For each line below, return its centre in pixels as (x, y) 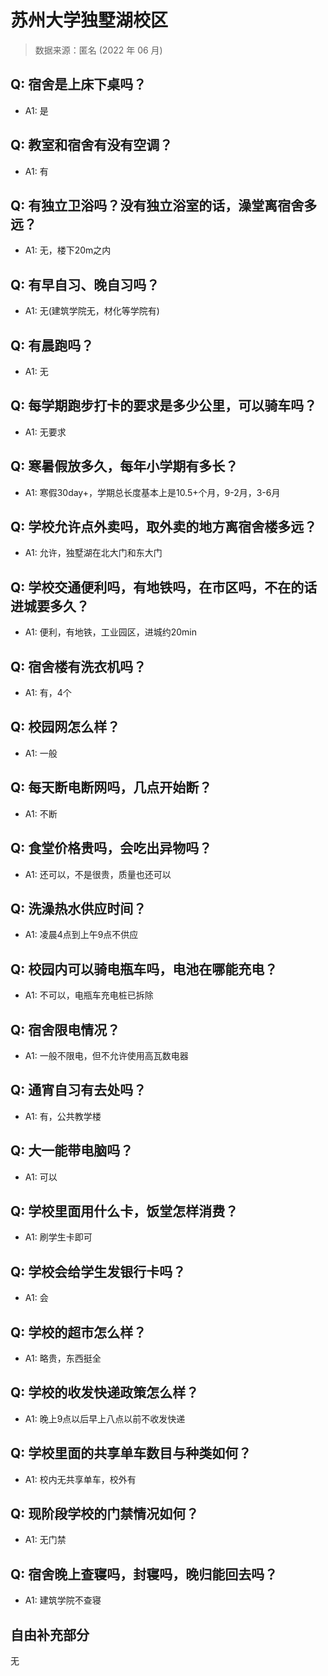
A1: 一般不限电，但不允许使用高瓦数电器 (106, 1055)
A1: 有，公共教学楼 (63, 1116)
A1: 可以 (41, 1177)
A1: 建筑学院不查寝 (63, 1600)
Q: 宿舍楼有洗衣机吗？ (78, 666)
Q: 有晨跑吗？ (52, 345)
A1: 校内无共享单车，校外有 (80, 1479)
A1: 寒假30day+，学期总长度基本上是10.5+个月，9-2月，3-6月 (152, 492)
